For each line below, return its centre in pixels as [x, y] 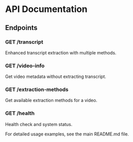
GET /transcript [24, 42]
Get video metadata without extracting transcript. [56, 76]
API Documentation [46, 9]
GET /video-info [25, 65]
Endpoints [21, 28]
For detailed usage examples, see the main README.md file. [67, 134]
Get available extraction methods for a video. [51, 100]
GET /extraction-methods [37, 89]
